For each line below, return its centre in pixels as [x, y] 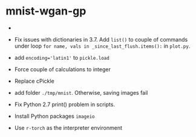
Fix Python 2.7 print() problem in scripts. [65, 104]
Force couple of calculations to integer [63, 69]
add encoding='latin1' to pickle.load [62, 57]
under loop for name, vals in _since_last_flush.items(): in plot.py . [102, 46]
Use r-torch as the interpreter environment [68, 127]
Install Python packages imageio [54, 116]
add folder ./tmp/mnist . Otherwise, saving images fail [81, 92]
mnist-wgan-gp [46, 11]
